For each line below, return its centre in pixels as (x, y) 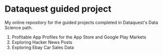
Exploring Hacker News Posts (42, 42)
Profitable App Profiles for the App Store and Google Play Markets (79, 37)
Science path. (19, 27)
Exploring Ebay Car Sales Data (43, 47)
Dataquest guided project (58, 9)
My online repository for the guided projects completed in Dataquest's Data (81, 22)
